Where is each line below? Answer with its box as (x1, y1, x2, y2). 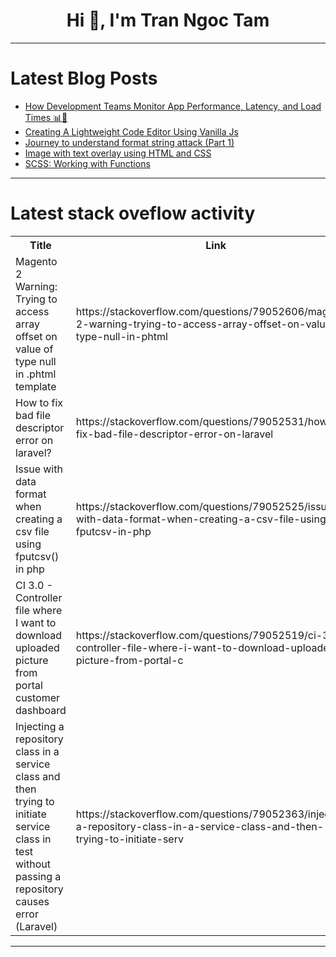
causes (15, 894, 50, 908)
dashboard (15, 703, 67, 717)
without (15, 857, 51, 871)
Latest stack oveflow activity (10, 202, 256, 225)
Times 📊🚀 (24, 111, 68, 123)
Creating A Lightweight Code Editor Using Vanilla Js (24, 125, 239, 138)
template (15, 379, 57, 393)
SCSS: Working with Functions (24, 157, 151, 169)
